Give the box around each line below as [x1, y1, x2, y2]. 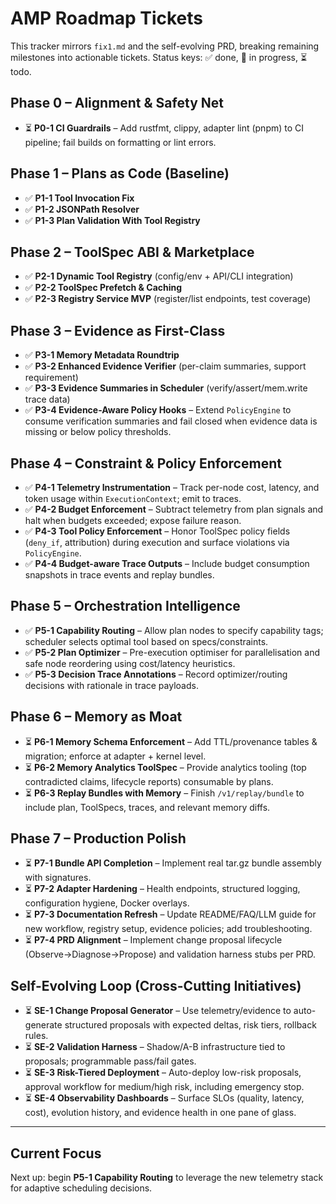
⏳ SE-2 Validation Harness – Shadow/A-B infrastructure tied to [24, 1041, 286, 1053]
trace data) [24, 393, 71, 406]
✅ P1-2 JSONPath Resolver [24, 203, 140, 215]
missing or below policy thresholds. [24, 426, 172, 438]
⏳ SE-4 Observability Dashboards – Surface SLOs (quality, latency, [24, 1092, 305, 1104]
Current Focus [10, 1145, 102, 1162]
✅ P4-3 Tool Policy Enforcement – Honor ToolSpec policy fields [24, 525, 291, 537]
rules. [24, 1030, 49, 1042]
